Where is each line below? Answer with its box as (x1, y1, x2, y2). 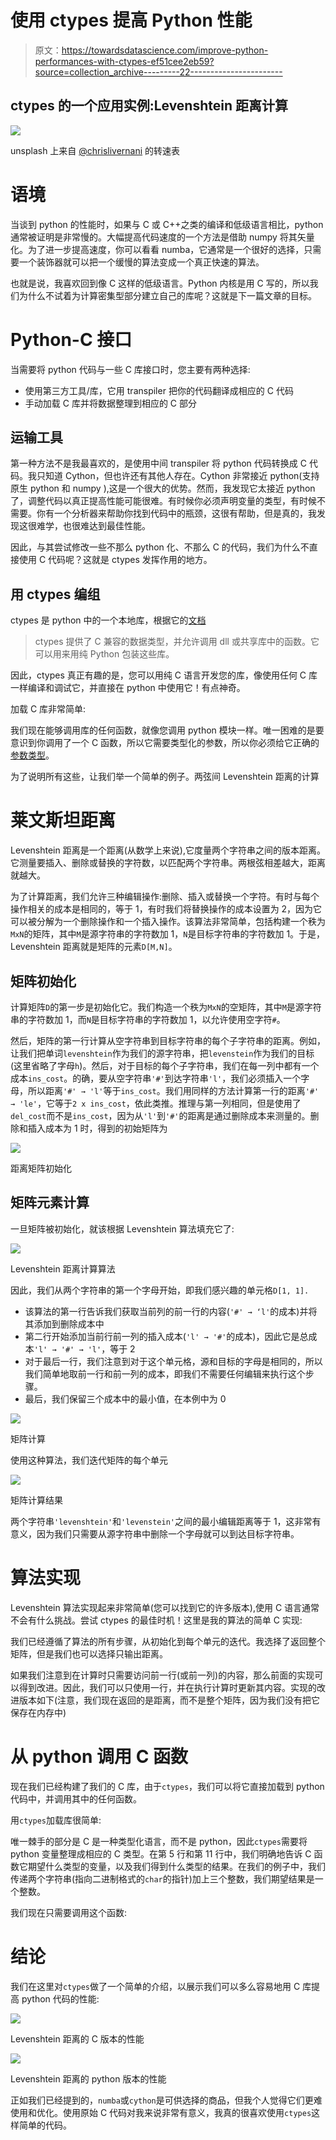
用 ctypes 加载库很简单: (10, 1814, 102, 1826)
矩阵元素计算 (10, 1194, 90, 1211)
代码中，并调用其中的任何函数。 (10, 1792, 142, 1805)
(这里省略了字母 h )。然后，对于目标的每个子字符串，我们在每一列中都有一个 (10, 1060, 320, 1071)
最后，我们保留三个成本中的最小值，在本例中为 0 (24, 1392, 227, 1405)
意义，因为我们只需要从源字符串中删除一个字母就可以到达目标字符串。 (10, 1527, 300, 1540)
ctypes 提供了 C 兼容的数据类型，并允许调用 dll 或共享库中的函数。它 (34, 636, 320, 648)
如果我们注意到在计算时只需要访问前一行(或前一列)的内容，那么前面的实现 (10, 1669, 315, 1681)
